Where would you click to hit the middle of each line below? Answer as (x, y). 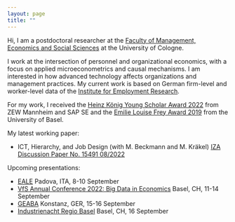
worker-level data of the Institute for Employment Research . (94, 91)
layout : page (26, 14)
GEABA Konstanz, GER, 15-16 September (76, 203)
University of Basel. (36, 119)
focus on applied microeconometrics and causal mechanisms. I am (104, 69)
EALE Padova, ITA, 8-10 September (68, 181)
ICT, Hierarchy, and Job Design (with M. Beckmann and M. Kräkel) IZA (119, 146)
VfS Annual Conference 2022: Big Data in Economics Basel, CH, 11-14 (118, 188)
